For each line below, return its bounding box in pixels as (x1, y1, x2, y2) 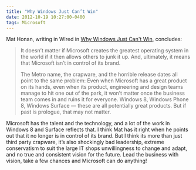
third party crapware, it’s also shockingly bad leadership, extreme (6, 139, 164, 146)
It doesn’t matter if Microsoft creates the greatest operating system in (20, 47, 189, 54)
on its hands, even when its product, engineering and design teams (20, 84, 184, 91)
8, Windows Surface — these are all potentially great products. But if (20, 102, 187, 109)
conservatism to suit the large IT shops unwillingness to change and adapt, (6, 145, 188, 152)
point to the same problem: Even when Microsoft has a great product (20, 77, 187, 84)
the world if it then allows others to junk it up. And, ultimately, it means (20, 54, 191, 61)
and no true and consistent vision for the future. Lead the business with (6, 151, 179, 158)
